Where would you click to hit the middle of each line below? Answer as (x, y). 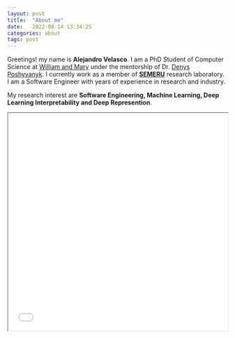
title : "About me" (36, 20)
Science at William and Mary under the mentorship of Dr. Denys (99, 67)
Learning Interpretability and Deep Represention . (79, 102)
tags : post (23, 40)
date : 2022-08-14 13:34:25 (50, 26)
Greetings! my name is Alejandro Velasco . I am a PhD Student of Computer (116, 59)
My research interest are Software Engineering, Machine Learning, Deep (113, 95)
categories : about (34, 33)
